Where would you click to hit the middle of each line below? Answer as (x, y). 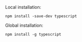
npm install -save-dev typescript (41, 16)
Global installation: (24, 25)
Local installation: (23, 7)
